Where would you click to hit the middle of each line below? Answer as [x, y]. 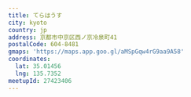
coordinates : [29, 59]
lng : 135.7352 [38, 74]
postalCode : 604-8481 [44, 45]
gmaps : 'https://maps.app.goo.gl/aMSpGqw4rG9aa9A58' [96, 52]
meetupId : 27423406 [40, 81]
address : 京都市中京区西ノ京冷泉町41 [63, 37]
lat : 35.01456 [38, 66]
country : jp [28, 30]
